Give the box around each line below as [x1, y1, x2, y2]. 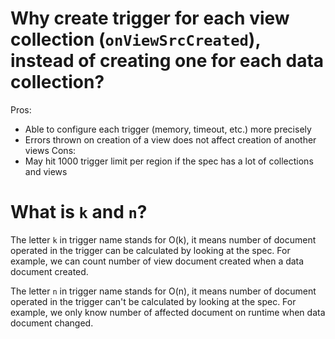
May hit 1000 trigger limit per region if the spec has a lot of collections [24, 155, 314, 167]
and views [24, 165, 68, 177]
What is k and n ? [10, 201, 148, 224]
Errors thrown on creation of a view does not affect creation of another [24, 133, 317, 146]
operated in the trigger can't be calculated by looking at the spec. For [10, 295, 297, 307]
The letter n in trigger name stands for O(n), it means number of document [10, 285, 317, 297]
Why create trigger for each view [10, 7, 290, 30]
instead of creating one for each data [10, 50, 325, 72]
